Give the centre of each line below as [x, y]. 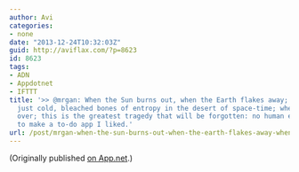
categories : [31, 26]
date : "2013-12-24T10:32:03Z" [65, 42]
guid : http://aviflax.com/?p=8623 [73, 51]
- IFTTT [24, 91]
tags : [19, 67]
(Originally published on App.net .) [71, 158]
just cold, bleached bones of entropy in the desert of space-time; [147, 108]
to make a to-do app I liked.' [75, 125]
